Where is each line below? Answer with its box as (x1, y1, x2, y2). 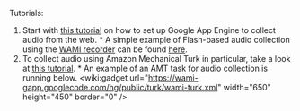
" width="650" (216, 82, 271, 92)
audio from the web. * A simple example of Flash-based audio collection (22, 35, 290, 45)
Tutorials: (9, 8, 44, 18)
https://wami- (147, 73, 199, 83)
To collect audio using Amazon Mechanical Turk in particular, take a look (22, 54, 291, 64)
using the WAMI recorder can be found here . (22, 44, 188, 55)
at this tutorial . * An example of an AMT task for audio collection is (22, 63, 268, 73)
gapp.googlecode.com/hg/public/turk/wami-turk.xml (22, 82, 218, 92)
